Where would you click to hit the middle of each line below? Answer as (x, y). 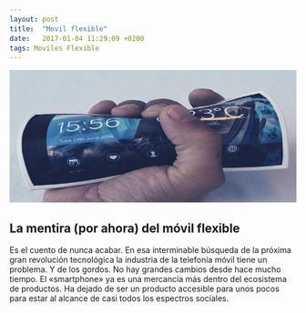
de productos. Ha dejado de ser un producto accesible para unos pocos (144, 289)
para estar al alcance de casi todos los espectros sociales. (119, 298)
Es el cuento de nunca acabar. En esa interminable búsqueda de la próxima (150, 250)
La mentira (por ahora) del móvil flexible (125, 228)
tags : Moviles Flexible (55, 48)
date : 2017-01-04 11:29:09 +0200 (77, 38)
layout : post (34, 19)
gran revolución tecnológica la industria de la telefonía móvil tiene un (138, 260)
